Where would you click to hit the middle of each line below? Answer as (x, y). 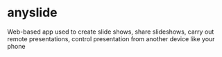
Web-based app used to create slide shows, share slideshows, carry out (111, 32)
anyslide (32, 13)
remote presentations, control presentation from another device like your (111, 38)
